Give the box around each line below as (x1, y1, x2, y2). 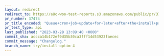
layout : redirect (4, 7, 40, 12)
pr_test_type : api (4, 25, 42, 30)
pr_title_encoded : (4, 20, 42, 26)
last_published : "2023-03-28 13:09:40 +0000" (4, 30, 99, 35)
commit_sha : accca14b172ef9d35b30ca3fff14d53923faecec (4, 35, 119, 39)
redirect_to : (4, 12, 31, 17)
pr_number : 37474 (4, 16, 40, 21)
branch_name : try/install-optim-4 (4, 43, 75, 48)
